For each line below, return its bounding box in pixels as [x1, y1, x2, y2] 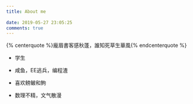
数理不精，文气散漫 [14, 92, 62, 99]
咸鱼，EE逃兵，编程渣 [14, 67, 68, 74]
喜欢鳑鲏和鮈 [14, 79, 46, 86]
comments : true [6, 25, 44, 31]
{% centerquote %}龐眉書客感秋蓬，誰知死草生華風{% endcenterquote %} [6, 42, 187, 49]
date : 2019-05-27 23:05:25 [6, 19, 73, 25]
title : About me [6, 8, 46, 15]
